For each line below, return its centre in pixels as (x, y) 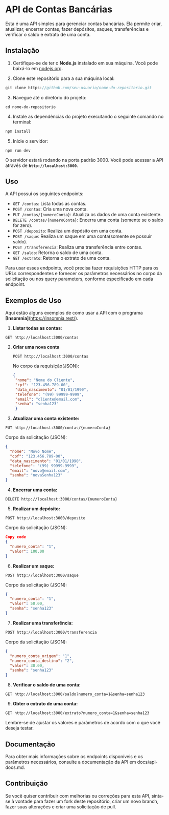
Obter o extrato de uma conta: (45, 704)
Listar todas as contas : (37, 328)
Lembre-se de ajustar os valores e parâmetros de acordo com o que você (83, 723)
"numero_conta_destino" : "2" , (42, 661)
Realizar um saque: (33, 566)
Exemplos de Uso (33, 300)
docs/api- (147, 762)
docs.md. (15, 767)
